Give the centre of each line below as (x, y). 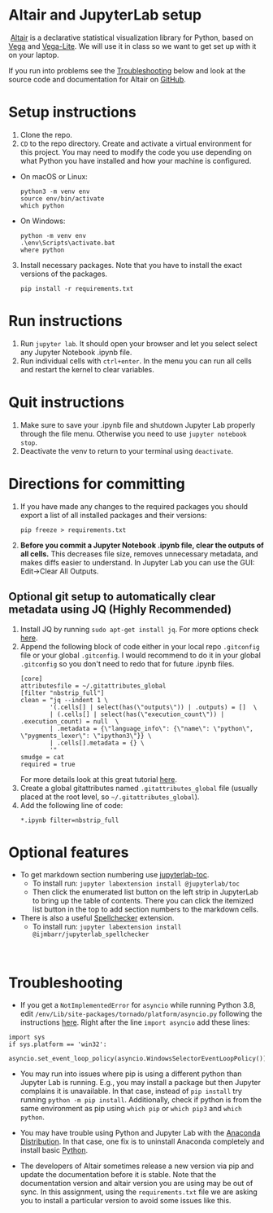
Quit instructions (67, 402)
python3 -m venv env (55, 191)
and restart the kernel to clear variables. (87, 369)
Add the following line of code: (71, 805)
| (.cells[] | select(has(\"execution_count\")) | (137, 714)
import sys (27, 1037)
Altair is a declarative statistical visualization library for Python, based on (132, 37)
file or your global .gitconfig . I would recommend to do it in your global (141, 655)
